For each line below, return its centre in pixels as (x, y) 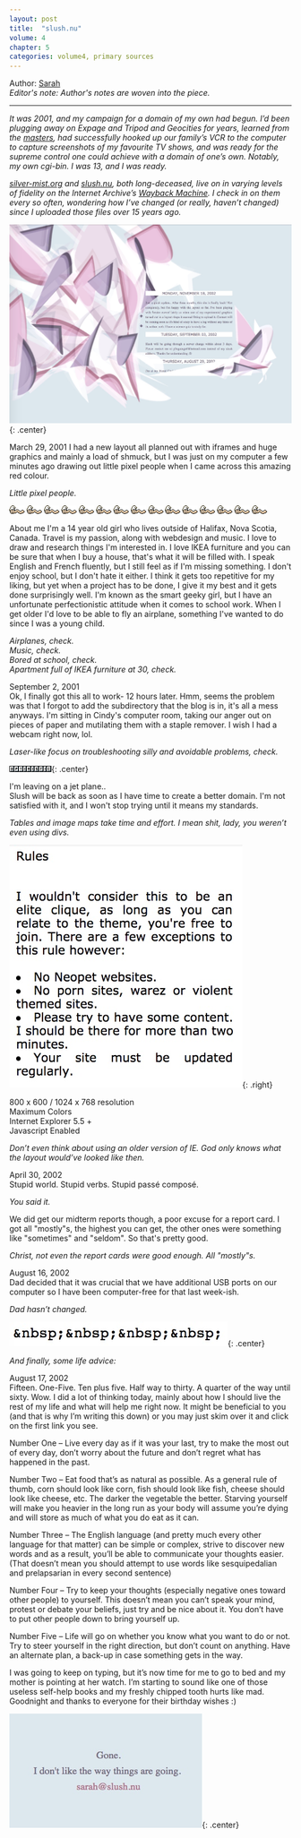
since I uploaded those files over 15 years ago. (95, 212)
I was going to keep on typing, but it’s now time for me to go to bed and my (148, 1673)
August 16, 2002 (39, 1273)
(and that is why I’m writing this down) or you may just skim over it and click (149, 1416)
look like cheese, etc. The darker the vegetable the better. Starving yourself (149, 1499)
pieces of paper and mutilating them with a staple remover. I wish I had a (143, 725)
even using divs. (39, 832)
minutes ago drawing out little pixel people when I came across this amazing (150, 467)
